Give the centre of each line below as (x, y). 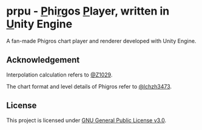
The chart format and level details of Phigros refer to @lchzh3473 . (89, 86)
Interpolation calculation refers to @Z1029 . (59, 75)
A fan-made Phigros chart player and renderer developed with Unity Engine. (101, 41)
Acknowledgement (43, 60)
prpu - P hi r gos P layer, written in (88, 11)
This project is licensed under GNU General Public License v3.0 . (86, 120)
